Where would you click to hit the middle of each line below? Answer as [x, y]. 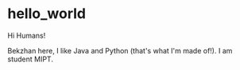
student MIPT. [30, 59]
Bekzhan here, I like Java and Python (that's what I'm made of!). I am [120, 50]
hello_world [47, 14]
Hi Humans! [27, 35]
